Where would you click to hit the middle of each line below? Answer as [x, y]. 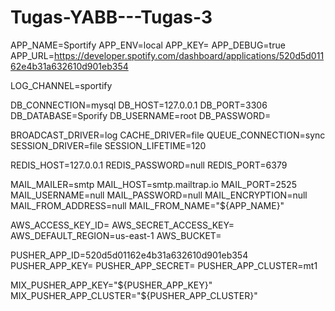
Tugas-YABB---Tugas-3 [111, 17]
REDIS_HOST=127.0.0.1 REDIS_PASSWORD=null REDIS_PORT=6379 [149, 165]
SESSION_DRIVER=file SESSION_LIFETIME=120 [108, 145]
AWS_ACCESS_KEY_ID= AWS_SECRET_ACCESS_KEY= [122, 225]
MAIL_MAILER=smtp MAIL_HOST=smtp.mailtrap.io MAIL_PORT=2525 [153, 184]
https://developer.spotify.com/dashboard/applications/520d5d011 [189, 55]
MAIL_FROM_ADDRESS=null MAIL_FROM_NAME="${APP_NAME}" [147, 205]
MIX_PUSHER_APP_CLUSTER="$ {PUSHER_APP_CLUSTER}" [134, 295]
